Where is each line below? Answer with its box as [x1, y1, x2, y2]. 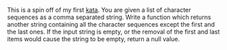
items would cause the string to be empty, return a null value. [7, 35, 180, 43]
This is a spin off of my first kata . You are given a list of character [7, 6, 191, 14]
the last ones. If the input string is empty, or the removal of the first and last [7, 27, 220, 36]
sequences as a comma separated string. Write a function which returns [7, 13, 211, 21]
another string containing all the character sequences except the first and [7, 21, 215, 28]
